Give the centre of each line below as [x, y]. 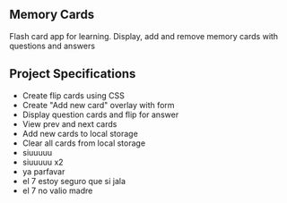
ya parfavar [43, 171]
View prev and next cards [70, 123]
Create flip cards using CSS [74, 95]
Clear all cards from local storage [84, 143]
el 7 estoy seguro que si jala [74, 181]
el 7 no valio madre [57, 190]
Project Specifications [73, 74]
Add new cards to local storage [80, 133]
